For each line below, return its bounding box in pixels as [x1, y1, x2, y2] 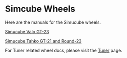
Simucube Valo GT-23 [5, 29, 49, 34]
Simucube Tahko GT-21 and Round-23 [5, 38, 82, 44]
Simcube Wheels [5, 3, 76, 14]
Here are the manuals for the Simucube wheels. [5, 19, 101, 25]
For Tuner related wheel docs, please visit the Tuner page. [5, 47, 122, 53]
